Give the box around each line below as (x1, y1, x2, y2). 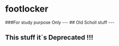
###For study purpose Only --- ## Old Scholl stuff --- (5, 19, 115, 25)
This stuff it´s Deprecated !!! (5, 33, 93, 42)
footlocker (5, 3, 49, 15)
